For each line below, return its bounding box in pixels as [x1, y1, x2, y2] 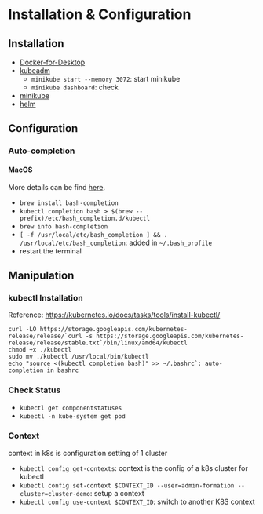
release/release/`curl [8, 332, 82, 341]
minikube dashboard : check [31, 82, 119, 92]
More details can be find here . [8, 182, 106, 191]
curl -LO [8, 326, 37, 334]
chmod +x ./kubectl [8, 346, 72, 354]
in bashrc [46, 366, 79, 374]
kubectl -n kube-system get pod [19, 412, 126, 421]
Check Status [8, 385, 61, 396]
